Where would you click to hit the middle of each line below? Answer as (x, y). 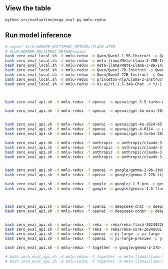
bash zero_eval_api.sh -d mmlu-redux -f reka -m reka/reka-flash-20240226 (85, 225)
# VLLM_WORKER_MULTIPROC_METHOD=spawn (45, 51)
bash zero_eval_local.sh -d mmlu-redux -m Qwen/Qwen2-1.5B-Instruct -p (81, 56)
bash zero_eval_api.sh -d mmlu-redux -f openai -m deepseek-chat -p (78, 206)
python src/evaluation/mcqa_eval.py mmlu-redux (56, 20)
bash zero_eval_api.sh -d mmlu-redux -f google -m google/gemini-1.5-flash (86, 189)
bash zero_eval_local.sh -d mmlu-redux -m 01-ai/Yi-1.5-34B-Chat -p (78, 84)
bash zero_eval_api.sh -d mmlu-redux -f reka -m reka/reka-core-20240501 (84, 229)
